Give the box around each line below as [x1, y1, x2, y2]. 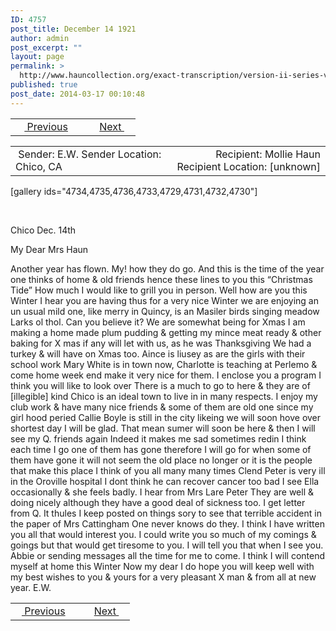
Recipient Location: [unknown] [176, 159, 321, 173]
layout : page [10, 52, 65, 62]
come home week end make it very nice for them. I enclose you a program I [10, 369, 322, 381]
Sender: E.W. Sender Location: [18, 147, 162, 161]
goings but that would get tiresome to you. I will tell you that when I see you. [10, 539, 324, 551]
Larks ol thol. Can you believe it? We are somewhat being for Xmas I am [10, 316, 306, 328]
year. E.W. [10, 581, 52, 593]
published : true [10, 80, 78, 90]
